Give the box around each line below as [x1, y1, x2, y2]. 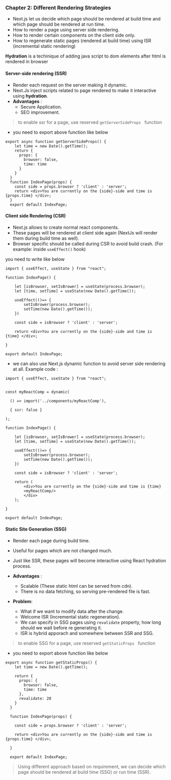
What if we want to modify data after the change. [20, 608, 124, 614]
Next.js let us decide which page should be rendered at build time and [12, 16, 161, 22]
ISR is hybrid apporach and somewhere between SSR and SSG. [20, 630, 154, 636]
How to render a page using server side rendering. [12, 27, 120, 33]
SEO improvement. [20, 109, 60, 115]
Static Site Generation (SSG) [5, 526, 67, 532]
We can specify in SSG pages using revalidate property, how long [20, 619, 161, 625]
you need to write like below [5, 256, 65, 262]
